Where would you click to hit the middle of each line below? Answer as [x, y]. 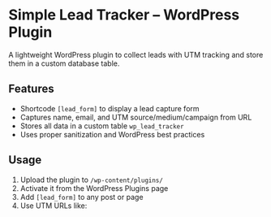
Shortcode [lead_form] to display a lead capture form [110, 108]
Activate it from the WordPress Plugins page [94, 188]
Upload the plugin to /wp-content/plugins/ [92, 180]
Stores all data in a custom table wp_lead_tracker [102, 126]
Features [31, 89]
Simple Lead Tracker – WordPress [124, 15]
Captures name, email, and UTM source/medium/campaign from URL [136, 117]
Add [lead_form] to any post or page [82, 197]
